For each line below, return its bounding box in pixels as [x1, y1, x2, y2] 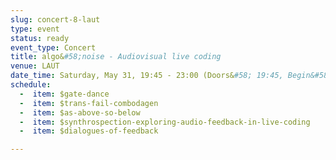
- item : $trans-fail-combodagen [19, 98, 159, 108]
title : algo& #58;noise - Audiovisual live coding [10, 52, 222, 62]
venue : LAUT [10, 61, 60, 71]
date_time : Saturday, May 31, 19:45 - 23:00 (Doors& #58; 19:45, [10, 71, 284, 81]
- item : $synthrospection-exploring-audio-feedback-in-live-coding [19, 117, 311, 127]
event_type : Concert [10, 42, 97, 53]
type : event [10, 24, 60, 34]
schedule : [10, 80, 52, 90]
